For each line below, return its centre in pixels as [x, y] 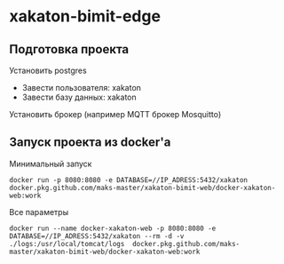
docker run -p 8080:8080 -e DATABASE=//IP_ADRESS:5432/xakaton [129, 180]
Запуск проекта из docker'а [90, 143]
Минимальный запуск [51, 164]
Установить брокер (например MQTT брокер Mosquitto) [115, 114]
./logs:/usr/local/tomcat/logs [67, 244]
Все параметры [39, 212]
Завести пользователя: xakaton [82, 88]
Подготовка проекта [69, 49]
